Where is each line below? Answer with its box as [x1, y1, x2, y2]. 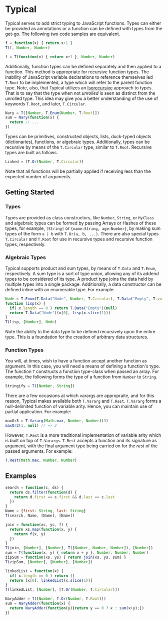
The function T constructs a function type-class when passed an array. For [5, 368, 159, 375]
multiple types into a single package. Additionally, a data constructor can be [5, 281, 161, 287]
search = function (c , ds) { [5, 485, 64, 490]
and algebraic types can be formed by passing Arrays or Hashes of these [5, 220, 156, 226]
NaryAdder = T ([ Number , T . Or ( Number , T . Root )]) [5, 596, 106, 601]
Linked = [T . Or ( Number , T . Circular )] [5, 159, 84, 164]
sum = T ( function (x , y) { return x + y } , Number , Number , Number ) [5, 550, 149, 555]
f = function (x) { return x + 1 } [5, 40, 72, 46]
